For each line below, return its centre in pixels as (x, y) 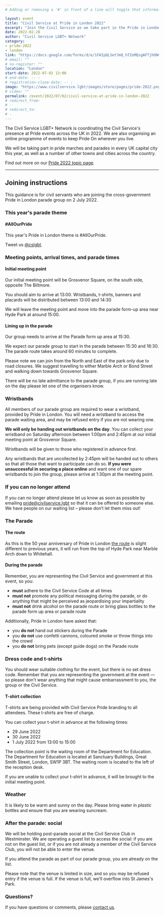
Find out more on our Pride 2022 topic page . (50, 163)
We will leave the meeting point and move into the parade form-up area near (82, 309)
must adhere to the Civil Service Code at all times (62, 591)
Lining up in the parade (29, 326)
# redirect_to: (20, 110)
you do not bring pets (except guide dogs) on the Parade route (75, 646)
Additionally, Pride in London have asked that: (51, 621)
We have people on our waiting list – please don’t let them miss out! (73, 508)
